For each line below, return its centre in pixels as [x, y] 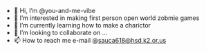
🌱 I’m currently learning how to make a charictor [82, 25]
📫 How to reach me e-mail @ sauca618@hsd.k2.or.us [90, 40]
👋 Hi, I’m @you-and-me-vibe [54, 11]
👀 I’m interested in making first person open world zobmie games [106, 18]
